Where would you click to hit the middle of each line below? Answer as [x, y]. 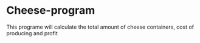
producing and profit [32, 33]
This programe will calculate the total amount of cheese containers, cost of [100, 27]
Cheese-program [51, 10]
